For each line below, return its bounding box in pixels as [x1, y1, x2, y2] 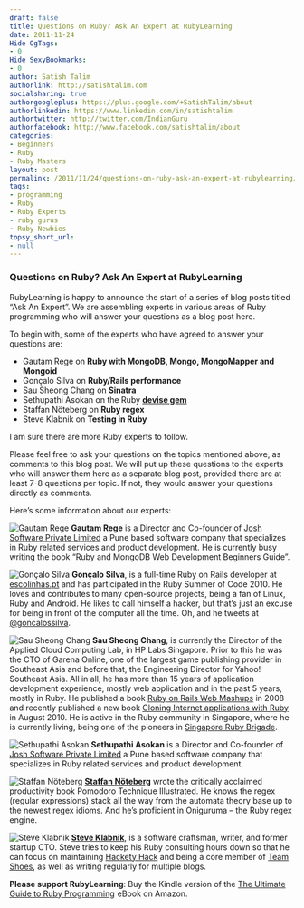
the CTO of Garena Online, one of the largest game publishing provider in [9, 654, 282, 665]
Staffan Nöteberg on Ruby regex [22, 404, 145, 415]
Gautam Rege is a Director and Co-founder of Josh [71, 522, 262, 533]
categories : [9, 132, 54, 141]
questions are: [9, 337, 63, 349]
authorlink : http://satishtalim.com [9, 81, 147, 90]
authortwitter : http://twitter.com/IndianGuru [9, 114, 188, 123]
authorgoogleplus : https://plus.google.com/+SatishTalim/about [9, 97, 253, 107]
